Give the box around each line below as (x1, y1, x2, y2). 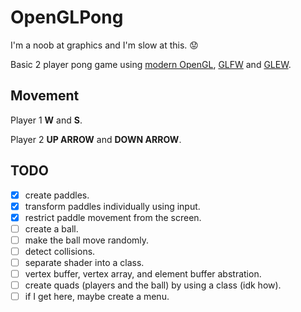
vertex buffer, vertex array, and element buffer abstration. (24, 268, 262, 280)
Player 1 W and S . (10, 114, 83, 126)
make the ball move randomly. (24, 234, 150, 246)
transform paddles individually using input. (24, 200, 201, 212)
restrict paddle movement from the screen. (24, 211, 202, 223)
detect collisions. (24, 245, 96, 257)
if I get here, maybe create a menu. (24, 291, 170, 303)
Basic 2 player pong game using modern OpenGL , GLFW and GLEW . (10, 58, 292, 70)
